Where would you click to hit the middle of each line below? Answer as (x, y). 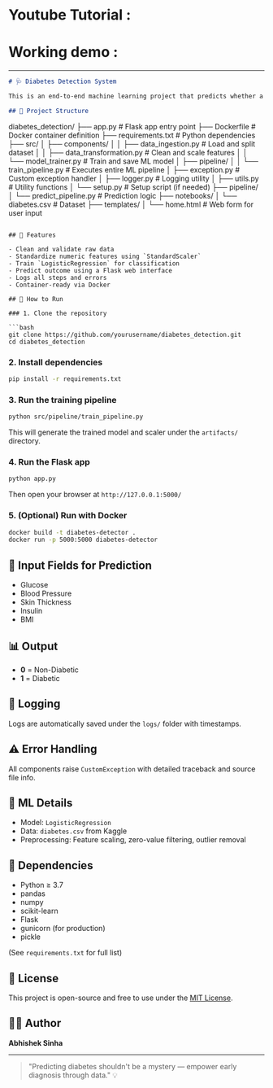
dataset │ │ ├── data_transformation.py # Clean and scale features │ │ (128, 152)
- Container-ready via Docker (60, 285)
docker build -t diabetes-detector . (72, 532)
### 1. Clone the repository (58, 313)
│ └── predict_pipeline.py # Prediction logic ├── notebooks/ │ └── (123, 195)
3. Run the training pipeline (63, 400)
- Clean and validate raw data (61, 249)
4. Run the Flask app (50, 462)
